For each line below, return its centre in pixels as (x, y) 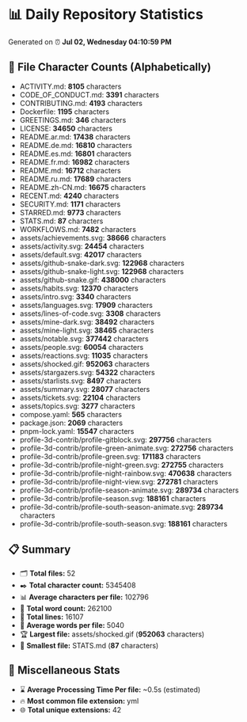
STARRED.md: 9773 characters (70, 212)
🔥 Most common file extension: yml (79, 701)
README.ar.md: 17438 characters (75, 137)
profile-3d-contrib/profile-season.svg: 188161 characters (113, 498)
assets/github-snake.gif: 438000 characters (93, 279)
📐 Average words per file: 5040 (72, 625)
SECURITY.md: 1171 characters (70, 204)
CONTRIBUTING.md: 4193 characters (81, 103)
